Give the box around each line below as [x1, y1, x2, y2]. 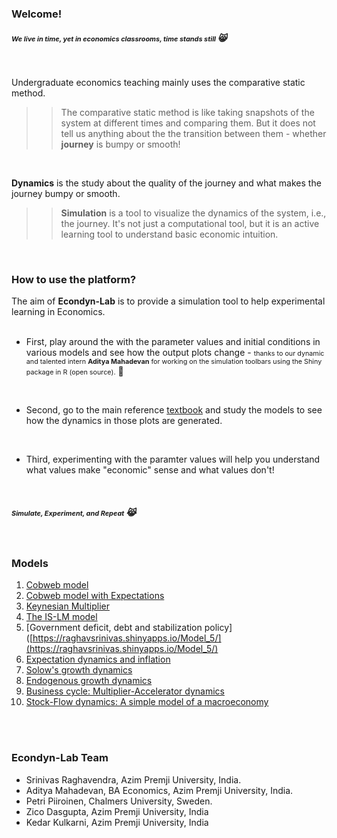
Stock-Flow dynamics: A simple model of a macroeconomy [25, 696, 269, 708]
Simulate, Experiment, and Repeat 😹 [11, 506, 137, 518]
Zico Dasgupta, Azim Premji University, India [25, 805, 209, 817]
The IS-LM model [25, 611, 98, 623]
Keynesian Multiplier [25, 600, 110, 612]
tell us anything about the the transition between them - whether [60, 127, 327, 139]
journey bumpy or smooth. [11, 187, 121, 199]
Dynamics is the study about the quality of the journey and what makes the [11, 177, 322, 189]
